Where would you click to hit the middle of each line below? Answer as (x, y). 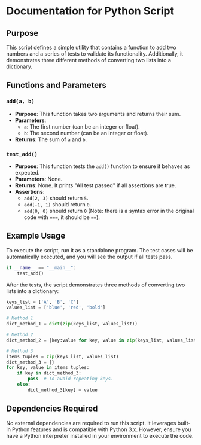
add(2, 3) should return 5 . (56, 198)
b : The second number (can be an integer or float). (86, 133)
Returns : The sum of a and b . (51, 139)
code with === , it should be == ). (62, 217)
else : (24, 385)
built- (184, 423)
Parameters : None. (39, 179)
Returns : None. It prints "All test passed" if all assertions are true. (95, 185)
